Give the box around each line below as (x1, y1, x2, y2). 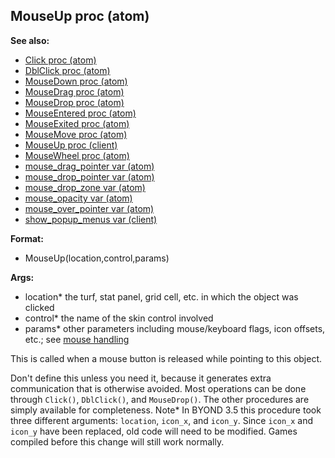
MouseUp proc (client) (24, 139, 118, 151)
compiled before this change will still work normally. (10, 435, 225, 448)
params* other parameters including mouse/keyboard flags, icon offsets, (24, 322, 326, 334)
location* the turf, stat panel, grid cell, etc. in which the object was (24, 290, 299, 303)
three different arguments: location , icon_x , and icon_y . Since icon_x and (10, 414, 314, 426)
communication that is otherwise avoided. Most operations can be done (10, 382, 307, 394)
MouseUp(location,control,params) (24, 252, 170, 264)
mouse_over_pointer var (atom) (24, 202, 155, 214)
